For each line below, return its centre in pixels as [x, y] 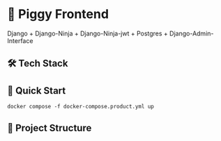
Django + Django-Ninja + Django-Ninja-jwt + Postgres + [88, 33]
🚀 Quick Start [37, 91]
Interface [20, 40]
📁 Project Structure [49, 128]
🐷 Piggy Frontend [58, 14]
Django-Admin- [192, 33]
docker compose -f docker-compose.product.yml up [81, 107]
